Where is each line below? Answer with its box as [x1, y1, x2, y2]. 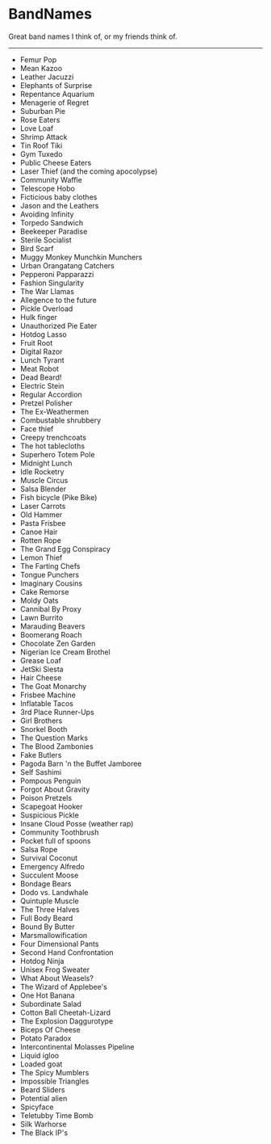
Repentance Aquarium [19, 89, 95, 99]
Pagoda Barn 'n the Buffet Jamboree [19, 759, 143, 768]
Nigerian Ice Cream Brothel [19, 647, 110, 657]
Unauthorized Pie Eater [19, 321, 98, 330]
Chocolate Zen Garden [19, 638, 96, 648]
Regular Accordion [19, 389, 82, 399]
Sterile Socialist [19, 235, 73, 245]
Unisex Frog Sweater [19, 965, 90, 974]
